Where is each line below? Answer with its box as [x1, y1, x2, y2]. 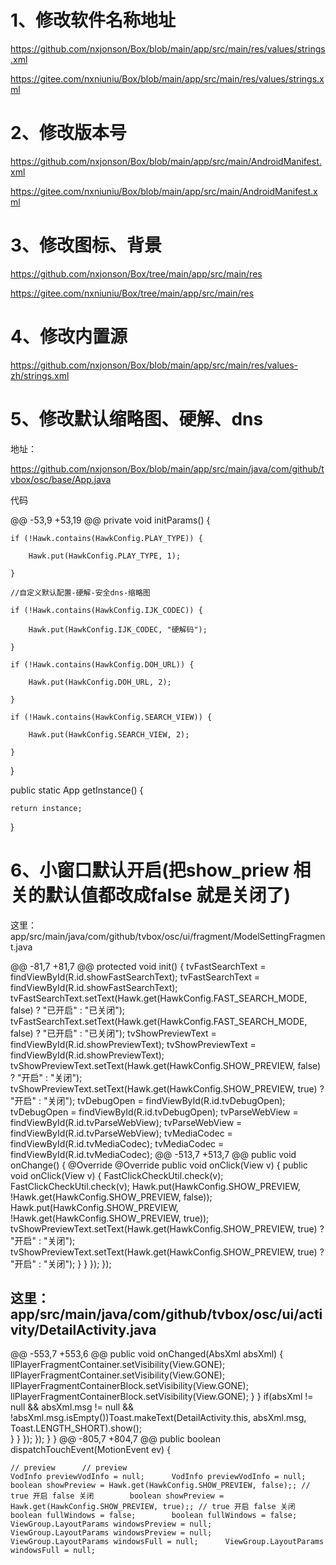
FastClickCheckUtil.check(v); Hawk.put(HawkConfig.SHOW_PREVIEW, [10, 1180, 301, 1192]
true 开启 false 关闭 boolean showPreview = [10, 1491, 225, 1501]
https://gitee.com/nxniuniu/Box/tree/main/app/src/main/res [10, 287, 255, 299]
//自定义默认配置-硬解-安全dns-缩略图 [10, 587, 151, 598]
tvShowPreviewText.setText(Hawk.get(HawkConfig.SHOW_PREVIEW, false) [10, 1059, 322, 1071]
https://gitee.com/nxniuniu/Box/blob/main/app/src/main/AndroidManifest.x [10, 185, 318, 197]
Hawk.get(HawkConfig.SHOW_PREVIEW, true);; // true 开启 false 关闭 [10, 1502, 296, 1512]
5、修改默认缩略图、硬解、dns [10, 407, 264, 430]
